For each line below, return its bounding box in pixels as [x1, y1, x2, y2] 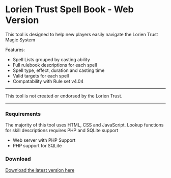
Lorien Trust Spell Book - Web [5, 4, 134, 15]
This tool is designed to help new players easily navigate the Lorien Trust [5, 31, 158, 37]
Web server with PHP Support [12, 137, 76, 143]
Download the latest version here [5, 167, 75, 173]
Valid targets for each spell [12, 72, 69, 79]
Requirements [5, 110, 41, 117]
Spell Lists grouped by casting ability [12, 56, 90, 62]
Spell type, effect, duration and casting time [12, 67, 105, 73]
